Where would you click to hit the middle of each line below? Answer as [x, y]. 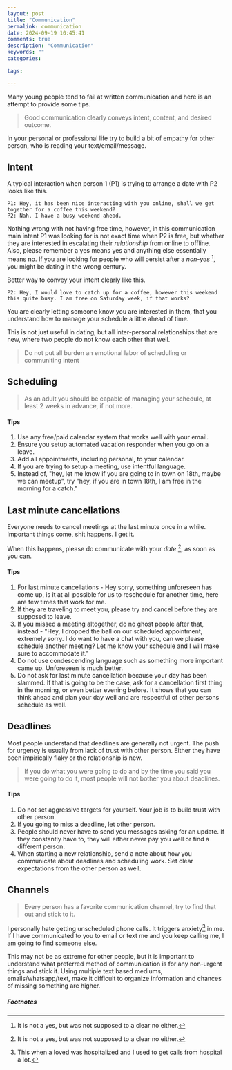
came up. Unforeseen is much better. [70, 668]
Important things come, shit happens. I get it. [71, 534]
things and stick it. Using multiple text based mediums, [85, 971]
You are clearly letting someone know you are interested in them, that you [112, 312]
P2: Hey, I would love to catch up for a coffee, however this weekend [112, 293]
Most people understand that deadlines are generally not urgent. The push [113, 743]
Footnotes [22, 1002]
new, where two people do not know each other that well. [89, 340]
